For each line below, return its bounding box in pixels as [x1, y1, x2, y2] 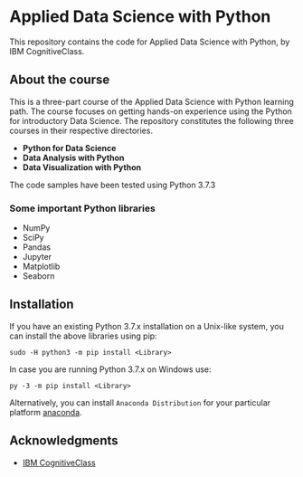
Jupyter [22, 252, 52, 262]
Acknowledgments [9, 433, 119, 449]
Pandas [22, 242, 52, 253]
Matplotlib [22, 261, 61, 272]
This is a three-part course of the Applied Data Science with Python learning [9, 96, 294, 107]
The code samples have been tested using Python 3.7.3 [9, 179, 216, 190]
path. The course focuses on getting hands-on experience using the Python [9, 106, 292, 117]
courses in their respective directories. [9, 125, 154, 136]
